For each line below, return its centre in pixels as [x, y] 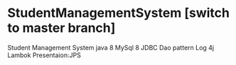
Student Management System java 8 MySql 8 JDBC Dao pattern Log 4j [111, 47]
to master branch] [61, 28]
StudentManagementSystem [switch [118, 13]
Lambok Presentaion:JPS [44, 55]
